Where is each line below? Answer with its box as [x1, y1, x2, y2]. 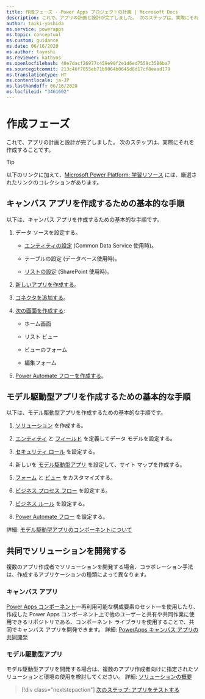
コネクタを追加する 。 [15, 293, 69, 301]
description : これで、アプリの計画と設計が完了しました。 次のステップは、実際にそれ [6, 15, 199, 21]
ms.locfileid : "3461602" [6, 89, 70, 95]
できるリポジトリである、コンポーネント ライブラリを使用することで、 [11, 618, 189, 625]
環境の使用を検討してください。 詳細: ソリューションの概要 [43, 673, 192, 680]
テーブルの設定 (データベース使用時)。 [24, 255, 121, 262]
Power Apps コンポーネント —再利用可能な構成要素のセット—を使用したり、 [6, 603, 199, 610]
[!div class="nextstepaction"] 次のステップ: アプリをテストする [21, 686, 180, 693]
